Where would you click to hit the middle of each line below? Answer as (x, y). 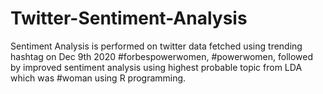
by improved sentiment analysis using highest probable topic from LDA (156, 67)
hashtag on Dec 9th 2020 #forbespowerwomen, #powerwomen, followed (162, 56)
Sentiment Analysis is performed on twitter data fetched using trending (156, 46)
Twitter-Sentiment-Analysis (129, 18)
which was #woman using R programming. (98, 78)
